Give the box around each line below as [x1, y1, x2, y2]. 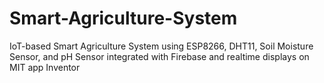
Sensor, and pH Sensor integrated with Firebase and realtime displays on [9, 50, 310, 62]
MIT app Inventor [9, 61, 81, 73]
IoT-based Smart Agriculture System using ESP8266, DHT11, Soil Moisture [9, 40, 314, 52]
